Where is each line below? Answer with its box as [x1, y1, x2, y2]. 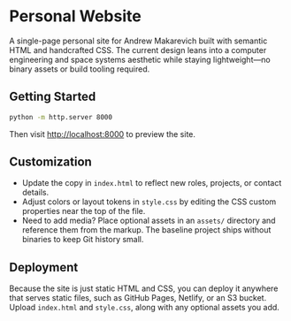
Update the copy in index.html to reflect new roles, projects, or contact [21, 178, 282, 188]
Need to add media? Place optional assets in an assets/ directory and [21, 215, 276, 226]
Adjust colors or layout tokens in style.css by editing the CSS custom [21, 196, 277, 207]
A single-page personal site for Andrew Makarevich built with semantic [9, 35, 268, 46]
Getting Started [9, 89, 96, 104]
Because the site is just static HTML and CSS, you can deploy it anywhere [9, 283, 279, 294]
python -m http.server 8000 [9, 112, 113, 121]
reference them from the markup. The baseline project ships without [21, 225, 272, 235]
